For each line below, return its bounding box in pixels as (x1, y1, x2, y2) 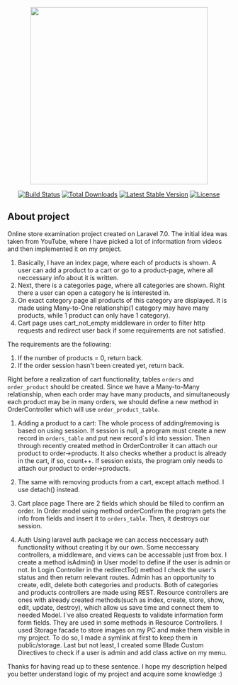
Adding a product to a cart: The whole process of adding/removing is (17, 418, 220, 427)
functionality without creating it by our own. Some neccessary (17, 542, 200, 551)
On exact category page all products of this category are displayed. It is (17, 296, 227, 304)
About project (7, 211, 69, 223)
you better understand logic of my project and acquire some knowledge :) (7, 669, 223, 678)
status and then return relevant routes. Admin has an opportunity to (17, 573, 215, 581)
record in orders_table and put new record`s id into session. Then (17, 433, 210, 442)
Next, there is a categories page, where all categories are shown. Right (17, 281, 225, 289)
